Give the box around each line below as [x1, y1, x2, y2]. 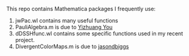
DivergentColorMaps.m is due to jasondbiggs [15, 43, 129, 50]
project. [15, 37, 35, 43]
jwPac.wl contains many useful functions [15, 17, 118, 24]
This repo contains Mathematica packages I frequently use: [6, 5, 156, 12]
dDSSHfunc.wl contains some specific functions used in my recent [15, 30, 184, 37]
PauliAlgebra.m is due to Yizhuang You [15, 24, 113, 30]
